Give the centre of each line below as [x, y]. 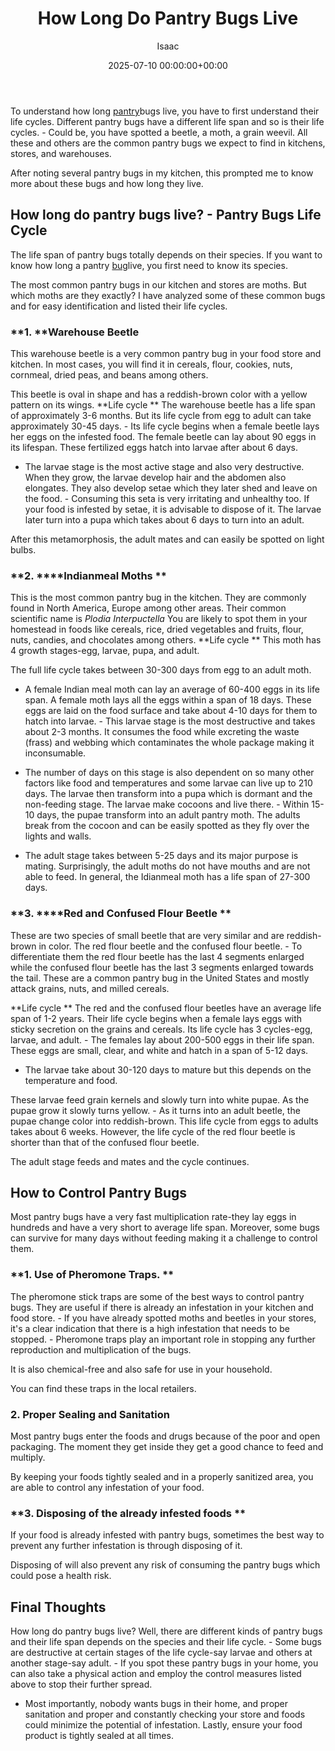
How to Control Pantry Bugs [98, 1193]
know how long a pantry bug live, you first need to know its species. [149, 265]
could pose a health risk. [61, 1576]
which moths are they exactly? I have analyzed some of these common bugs [168, 295]
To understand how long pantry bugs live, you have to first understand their [165, 111]
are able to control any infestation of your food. [107, 1488]
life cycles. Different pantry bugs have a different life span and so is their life [167, 121]
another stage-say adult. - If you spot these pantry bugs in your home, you [164, 1663]
